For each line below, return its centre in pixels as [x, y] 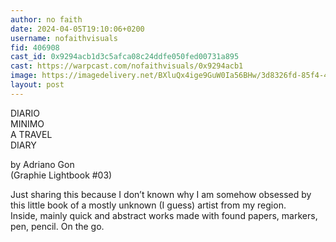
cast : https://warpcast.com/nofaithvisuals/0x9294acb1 [127, 66]
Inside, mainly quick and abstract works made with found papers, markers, [164, 215]
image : [24, 76]
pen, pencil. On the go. [57, 226]
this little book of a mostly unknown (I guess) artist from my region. [148, 205]
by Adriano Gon [42, 164]
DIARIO [25, 113]
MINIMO [27, 123]
